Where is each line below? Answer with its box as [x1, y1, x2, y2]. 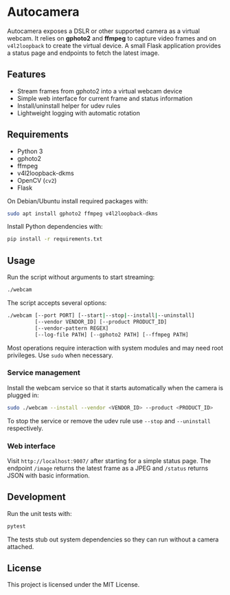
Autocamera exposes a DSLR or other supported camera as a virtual [7, 27, 200, 35]
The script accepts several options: [7, 299, 107, 306]
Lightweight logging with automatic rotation [16, 109, 141, 117]
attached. [7, 542, 34, 550]
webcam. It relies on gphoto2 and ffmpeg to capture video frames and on [7, 34, 217, 42]
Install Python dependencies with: [7, 223, 103, 231]
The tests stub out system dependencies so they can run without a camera [7, 535, 219, 543]
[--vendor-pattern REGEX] [34, 324, 109, 332]
